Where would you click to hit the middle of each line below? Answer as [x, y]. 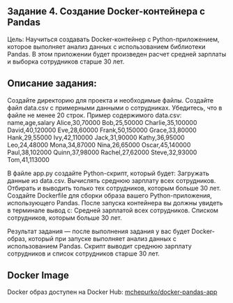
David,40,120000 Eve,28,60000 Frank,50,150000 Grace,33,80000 [102, 130]
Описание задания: [52, 83]
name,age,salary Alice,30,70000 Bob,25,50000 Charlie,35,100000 [102, 122]
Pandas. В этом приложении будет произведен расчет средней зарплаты [117, 54]
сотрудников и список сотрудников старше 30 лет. [84, 253]
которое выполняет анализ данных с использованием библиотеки [106, 46]
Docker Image [38, 275]
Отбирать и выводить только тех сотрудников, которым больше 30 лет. [114, 188]
